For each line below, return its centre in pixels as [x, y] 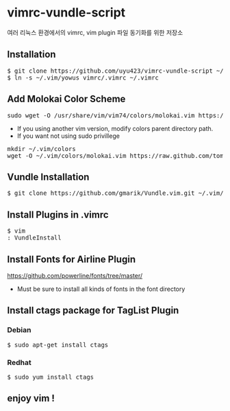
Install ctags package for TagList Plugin [93, 310]
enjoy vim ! [31, 398]
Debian [19, 330]
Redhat [20, 362]
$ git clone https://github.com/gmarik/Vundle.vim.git [101, 193]
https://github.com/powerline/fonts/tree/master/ [75, 275]
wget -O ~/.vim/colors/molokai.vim [67, 155]
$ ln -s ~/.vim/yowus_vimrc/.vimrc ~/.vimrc [83, 78]
